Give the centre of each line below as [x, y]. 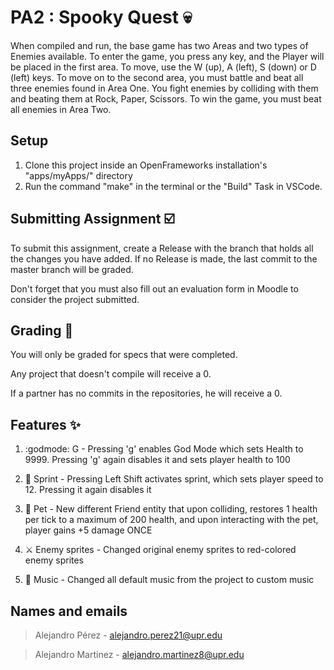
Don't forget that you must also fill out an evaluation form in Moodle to [154, 288]
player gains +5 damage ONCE [88, 530]
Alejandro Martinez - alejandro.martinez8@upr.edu [139, 654]
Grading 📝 [42, 330]
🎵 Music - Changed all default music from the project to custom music [169, 580]
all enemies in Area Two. [61, 109]
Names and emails [69, 611]
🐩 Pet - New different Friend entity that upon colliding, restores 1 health [171, 509]
